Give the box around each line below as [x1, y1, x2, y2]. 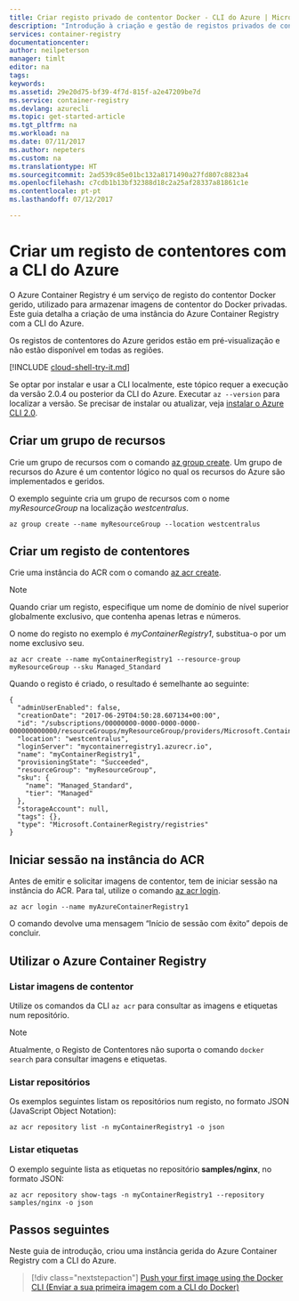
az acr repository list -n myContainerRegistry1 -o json [9, 1123, 225, 1132]
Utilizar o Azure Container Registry [9, 953, 207, 968]
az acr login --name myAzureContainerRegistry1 [9, 902, 190, 912]
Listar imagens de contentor [9, 980, 134, 992]
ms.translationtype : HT [9, 162, 98, 171]
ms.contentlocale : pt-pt [9, 187, 101, 196]
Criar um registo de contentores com [9, 241, 287, 262]
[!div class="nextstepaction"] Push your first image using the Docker [30, 1273, 284, 1283]
